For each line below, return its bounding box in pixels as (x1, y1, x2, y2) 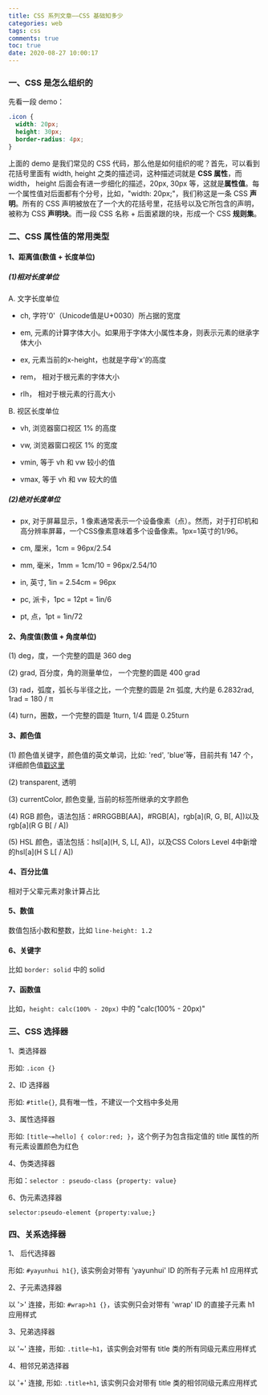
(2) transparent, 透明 (8, 777, 76, 787)
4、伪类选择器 (8, 1158, 56, 1168)
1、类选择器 (8, 1045, 47, 1055)
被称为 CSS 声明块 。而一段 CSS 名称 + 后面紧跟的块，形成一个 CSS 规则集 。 (8, 208, 262, 218)
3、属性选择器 (8, 1114, 55, 1123)
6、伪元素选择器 (8, 1192, 63, 1202)
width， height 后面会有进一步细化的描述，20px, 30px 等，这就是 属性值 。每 (8, 178, 260, 188)
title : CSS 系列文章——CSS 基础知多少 (8, 11, 124, 20)
